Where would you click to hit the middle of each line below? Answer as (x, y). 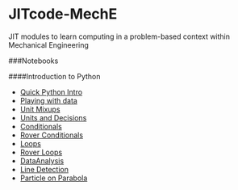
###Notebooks (33, 61)
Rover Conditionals (51, 135)
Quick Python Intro (51, 92)
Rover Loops (41, 152)
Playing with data (49, 100)
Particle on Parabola (54, 178)
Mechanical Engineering (48, 44)
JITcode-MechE (63, 14)
